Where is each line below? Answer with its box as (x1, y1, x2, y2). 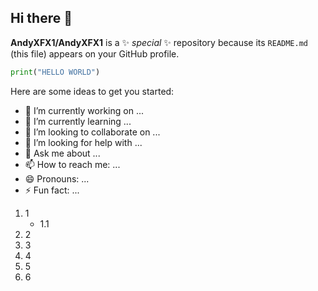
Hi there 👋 (10, 10, 73, 27)
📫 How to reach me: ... (24, 158, 121, 170)
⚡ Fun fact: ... (24, 184, 80, 196)
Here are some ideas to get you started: (10, 85, 175, 97)
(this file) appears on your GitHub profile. (10, 47, 180, 60)
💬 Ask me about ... (24, 147, 101, 159)
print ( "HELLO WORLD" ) (10, 67, 101, 77)
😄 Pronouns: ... (24, 172, 90, 185)
